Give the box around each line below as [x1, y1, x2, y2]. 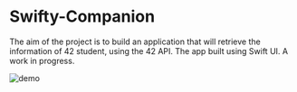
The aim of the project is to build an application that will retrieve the [9, 36, 261, 47]
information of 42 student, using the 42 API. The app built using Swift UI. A [9, 45, 288, 56]
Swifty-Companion [9, 6, 156, 27]
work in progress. [9, 55, 75, 66]
